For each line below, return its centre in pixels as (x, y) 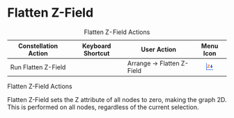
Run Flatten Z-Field (38, 67)
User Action (158, 49)
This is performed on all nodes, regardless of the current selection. (103, 107)
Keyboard (97, 46)
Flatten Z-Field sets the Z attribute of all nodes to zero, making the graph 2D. (117, 99)
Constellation (38, 46)
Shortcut (96, 53)
